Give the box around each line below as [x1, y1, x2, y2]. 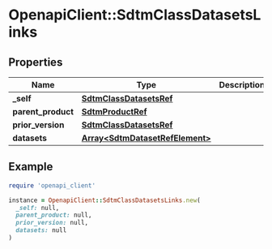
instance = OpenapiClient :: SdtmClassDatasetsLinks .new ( [8, 196, 201, 204]
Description [219, 79, 266, 90]
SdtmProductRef [81, 106, 147, 117]
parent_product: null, [15, 211, 92, 220]
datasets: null [15, 226, 67, 234]
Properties [8, 55, 63, 69]
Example [8, 160, 53, 174]
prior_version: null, [15, 219, 89, 227]
